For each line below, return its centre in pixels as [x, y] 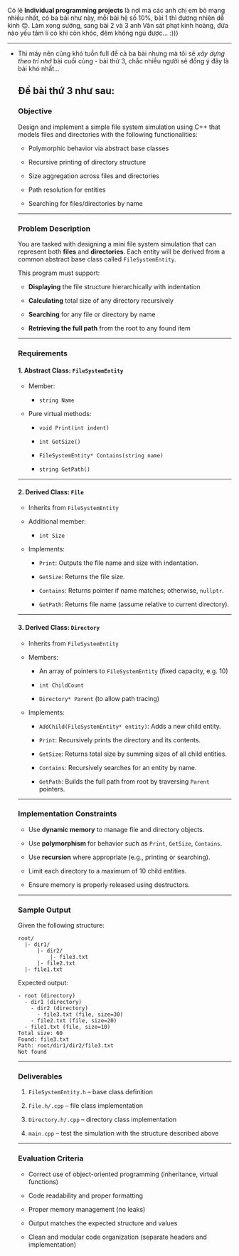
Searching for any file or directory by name [92, 314]
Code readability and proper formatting [86, 1195]
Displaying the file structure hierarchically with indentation [114, 286]
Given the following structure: [61, 925]
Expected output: [43, 983]
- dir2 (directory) [60, 1008]
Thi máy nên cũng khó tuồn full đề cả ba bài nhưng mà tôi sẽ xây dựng [121, 53]
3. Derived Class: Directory [59, 627]
